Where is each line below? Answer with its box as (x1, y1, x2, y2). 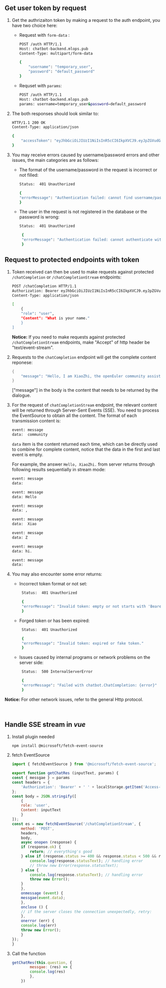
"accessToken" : (21, 139, 53, 143)
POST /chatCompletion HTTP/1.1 (11, 283, 77, 288)
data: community (11, 432, 48, 437)
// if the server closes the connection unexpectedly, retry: (21, 909, 152, 914)
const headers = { (11, 780, 50, 785)
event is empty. (11, 452, 44, 457)
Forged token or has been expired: (19, 618, 90, 624)
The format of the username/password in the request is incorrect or (19, 166, 158, 173)
